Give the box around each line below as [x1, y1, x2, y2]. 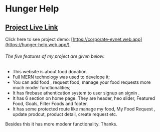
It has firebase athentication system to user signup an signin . [12, 90, 140, 96]
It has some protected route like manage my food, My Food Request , [12, 106, 155, 112]
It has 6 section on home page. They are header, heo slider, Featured [12, 95, 155, 101]
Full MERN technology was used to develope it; [12, 74, 110, 80]
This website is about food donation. [12, 69, 88, 75]
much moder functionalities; [12, 85, 71, 91]
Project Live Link [5, 23, 58, 32]
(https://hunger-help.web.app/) [5, 42, 70, 48]
